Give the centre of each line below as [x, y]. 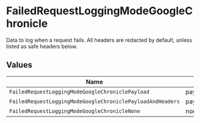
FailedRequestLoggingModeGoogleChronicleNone [75, 111]
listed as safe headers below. [42, 46]
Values [19, 65]
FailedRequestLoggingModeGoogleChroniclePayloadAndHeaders [95, 101]
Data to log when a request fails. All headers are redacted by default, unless [99, 40]
